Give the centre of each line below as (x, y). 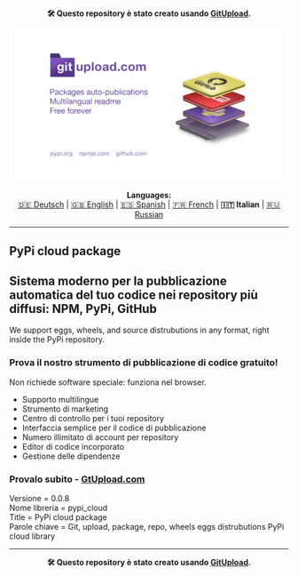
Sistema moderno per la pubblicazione (118, 280)
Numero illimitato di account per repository (100, 437)
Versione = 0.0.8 (39, 498)
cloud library (32, 536)
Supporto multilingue (60, 399)
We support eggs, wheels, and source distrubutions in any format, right (139, 330)
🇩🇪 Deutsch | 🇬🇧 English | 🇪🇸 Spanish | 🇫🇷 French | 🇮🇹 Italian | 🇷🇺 (149, 204)
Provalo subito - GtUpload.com (77, 479)
